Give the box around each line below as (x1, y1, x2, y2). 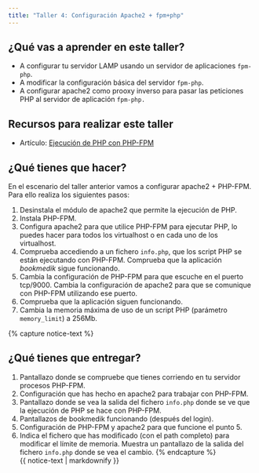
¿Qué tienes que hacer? (8, 161, 127, 174)
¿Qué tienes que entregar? (8, 351, 141, 365)
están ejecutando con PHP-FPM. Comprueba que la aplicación (19, 256, 222, 265)
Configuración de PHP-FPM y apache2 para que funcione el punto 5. (19, 422, 243, 431)
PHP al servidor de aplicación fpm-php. (19, 95, 145, 104)
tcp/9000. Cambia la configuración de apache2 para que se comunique (19, 280, 251, 290)
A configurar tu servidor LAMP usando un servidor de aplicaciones (19, 61, 236, 71)
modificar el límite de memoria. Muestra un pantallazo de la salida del (19, 438, 244, 448)
